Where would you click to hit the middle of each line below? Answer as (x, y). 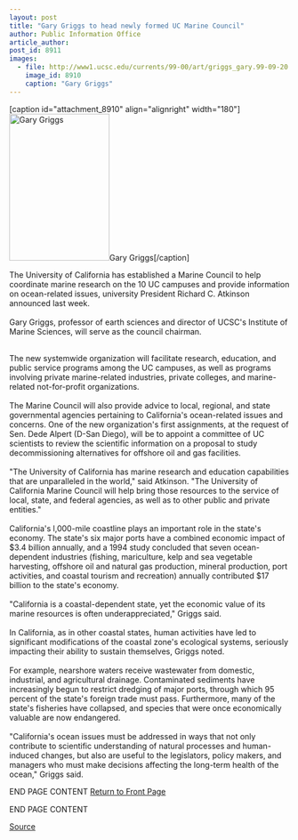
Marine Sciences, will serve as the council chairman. (105, 331)
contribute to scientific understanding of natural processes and (125, 746)
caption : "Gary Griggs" (69, 84)
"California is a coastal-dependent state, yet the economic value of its (137, 604)
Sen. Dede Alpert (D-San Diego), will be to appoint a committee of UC (137, 433)
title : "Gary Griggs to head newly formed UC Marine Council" (127, 26)
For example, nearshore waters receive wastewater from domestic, (132, 670)
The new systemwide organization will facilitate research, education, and (143, 358)
